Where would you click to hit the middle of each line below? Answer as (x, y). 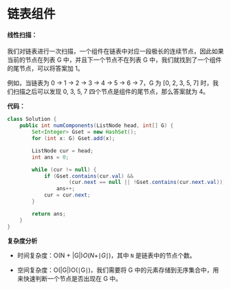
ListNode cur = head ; (63, 151)
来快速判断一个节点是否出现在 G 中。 (69, 278)
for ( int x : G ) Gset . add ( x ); (74, 139)
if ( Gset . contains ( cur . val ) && (89, 176)
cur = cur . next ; (67, 195)
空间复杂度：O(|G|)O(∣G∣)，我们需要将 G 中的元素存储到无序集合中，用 (118, 270)
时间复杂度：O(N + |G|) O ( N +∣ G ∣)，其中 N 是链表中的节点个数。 (106, 255)
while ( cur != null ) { (64, 170)
